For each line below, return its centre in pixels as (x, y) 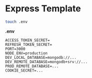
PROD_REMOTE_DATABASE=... (32, 66)
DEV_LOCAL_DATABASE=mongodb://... (41, 57)
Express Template (43, 9)
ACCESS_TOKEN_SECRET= (28, 40)
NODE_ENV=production (27, 53)
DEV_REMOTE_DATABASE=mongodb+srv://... (46, 62)
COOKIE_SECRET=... (24, 70)
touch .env (16, 22)
